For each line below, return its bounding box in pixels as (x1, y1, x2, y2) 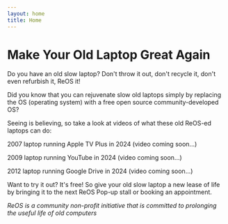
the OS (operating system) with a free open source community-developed (7, 98, 219, 107)
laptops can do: (7, 126, 52, 135)
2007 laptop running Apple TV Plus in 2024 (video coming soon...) (7, 140, 197, 149)
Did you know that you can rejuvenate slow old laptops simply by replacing (7, 91, 222, 99)
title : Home (7, 17, 42, 24)
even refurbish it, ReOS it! (7, 77, 81, 86)
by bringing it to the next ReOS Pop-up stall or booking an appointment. (7, 188, 212, 196)
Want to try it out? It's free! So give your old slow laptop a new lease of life (7, 181, 220, 189)
